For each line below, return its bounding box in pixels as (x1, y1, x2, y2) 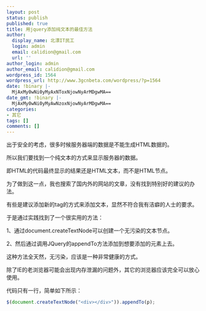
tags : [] (6, 117, 29, 124)
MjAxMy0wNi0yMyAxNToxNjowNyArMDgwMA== (12, 89, 112, 95)
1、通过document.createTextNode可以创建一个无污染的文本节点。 (6, 227, 173, 234)
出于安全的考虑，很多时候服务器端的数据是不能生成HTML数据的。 (6, 141, 173, 148)
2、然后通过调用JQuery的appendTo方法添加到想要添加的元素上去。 (6, 240, 178, 248)
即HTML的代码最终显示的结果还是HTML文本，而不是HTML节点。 (6, 167, 172, 175)
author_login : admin (6, 60, 60, 66)
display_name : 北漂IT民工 (12, 37, 75, 44)
